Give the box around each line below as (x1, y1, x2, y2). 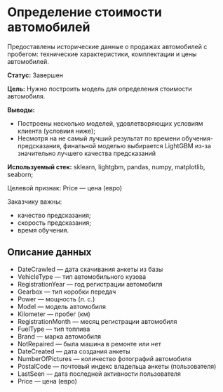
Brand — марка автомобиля (17, 332, 102, 341)
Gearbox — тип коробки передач (17, 287, 116, 296)
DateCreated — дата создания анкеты (17, 347, 131, 355)
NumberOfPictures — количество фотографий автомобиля (17, 354, 191, 362)
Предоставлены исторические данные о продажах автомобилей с (7, 42, 208, 51)
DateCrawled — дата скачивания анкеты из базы (17, 265, 163, 273)
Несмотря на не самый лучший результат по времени (17, 134, 180, 143)
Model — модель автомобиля (17, 302, 107, 311)
